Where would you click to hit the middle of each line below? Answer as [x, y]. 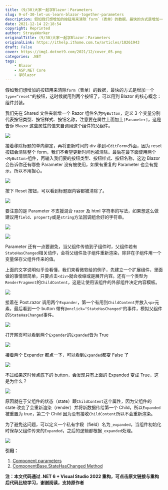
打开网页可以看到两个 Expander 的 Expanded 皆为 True [57, 335]
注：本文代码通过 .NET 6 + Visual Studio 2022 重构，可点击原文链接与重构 [82, 476]
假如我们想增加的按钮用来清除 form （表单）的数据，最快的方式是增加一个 [80, 90]
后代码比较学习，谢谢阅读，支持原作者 [44, 482]
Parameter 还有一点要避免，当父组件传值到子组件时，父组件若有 [71, 247]
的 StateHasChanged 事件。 [31, 315]
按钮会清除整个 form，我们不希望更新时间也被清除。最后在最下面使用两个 [81, 152]
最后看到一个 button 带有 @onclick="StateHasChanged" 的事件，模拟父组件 [88, 308]
